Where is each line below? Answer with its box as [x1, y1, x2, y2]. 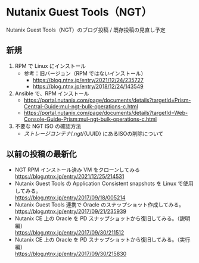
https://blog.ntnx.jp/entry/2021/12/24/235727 [32, 76, 144, 83]
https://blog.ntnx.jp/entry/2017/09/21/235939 [14, 208, 127, 215]
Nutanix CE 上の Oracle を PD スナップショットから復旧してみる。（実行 [14, 236, 191, 243]
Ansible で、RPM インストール [14, 90, 89, 97]
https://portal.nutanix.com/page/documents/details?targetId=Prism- [23, 96, 191, 104]
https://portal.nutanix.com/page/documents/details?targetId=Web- [23, 109, 188, 116]
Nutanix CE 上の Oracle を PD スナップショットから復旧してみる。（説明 [14, 215, 191, 222]
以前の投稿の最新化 [6, 149, 77, 159]
